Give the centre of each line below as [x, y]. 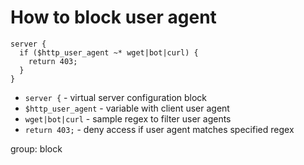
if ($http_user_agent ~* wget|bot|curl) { [109, 52]
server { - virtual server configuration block [116, 97]
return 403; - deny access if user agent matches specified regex [159, 129]
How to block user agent [113, 17]
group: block [36, 148]
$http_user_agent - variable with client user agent [127, 108]
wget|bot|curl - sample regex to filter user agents [128, 118]
